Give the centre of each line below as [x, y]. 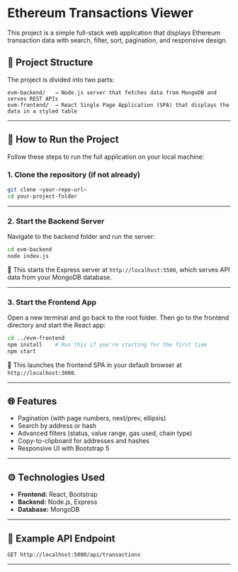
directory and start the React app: [57, 325]
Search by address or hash [57, 426]
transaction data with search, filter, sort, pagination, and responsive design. [118, 40]
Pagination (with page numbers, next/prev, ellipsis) [92, 418]
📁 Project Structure [50, 63]
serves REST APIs [33, 99]
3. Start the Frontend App [52, 302]
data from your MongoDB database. [59, 277]
